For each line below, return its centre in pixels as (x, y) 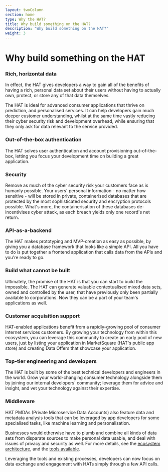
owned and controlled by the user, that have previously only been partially (82, 292)
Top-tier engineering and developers (51, 361)
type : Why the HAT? (26, 19)
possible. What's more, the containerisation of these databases (71, 207)
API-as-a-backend (28, 230)
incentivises (18, 212)
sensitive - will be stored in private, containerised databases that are (76, 196)
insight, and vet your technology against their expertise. (63, 388)
